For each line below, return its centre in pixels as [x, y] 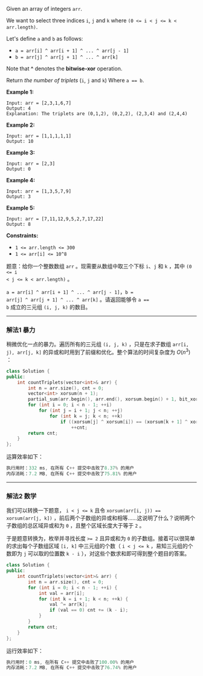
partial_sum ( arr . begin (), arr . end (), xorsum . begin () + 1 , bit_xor [113, 399]
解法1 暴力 [21, 330]
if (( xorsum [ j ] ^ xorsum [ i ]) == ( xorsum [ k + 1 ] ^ [124, 422]
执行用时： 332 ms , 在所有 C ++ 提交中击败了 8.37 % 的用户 [70, 468]
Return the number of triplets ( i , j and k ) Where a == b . [75, 80]
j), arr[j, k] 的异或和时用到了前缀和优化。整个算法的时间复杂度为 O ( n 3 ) [98, 352]
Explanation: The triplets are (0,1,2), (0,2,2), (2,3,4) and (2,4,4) [97, 114]
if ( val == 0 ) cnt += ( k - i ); [89, 610]
